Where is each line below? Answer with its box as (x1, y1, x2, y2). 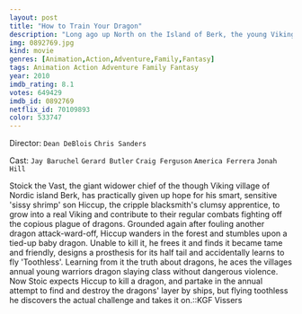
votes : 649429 (9, 88, 63, 97)
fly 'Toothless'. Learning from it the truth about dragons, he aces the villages (9, 257, 292, 267)
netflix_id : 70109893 (9, 105, 91, 114)
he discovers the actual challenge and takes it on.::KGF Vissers (9, 295, 243, 306)
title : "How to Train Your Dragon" (9, 22, 143, 31)
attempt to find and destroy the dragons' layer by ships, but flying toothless (9, 285, 289, 296)
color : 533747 (9, 113, 63, 122)
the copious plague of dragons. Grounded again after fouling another (9, 219, 265, 230)
